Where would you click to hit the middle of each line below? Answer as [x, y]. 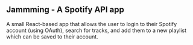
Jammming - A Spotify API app [65, 10]
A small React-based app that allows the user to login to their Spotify [92, 24]
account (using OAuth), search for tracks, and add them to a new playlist [96, 30]
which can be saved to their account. [52, 36]
